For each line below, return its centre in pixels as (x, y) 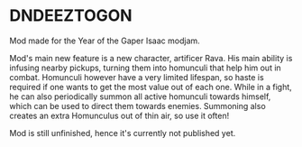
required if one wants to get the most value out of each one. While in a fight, (151, 87)
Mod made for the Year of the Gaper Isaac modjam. (105, 41)
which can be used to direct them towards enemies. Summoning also (137, 106)
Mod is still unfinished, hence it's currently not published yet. (123, 133)
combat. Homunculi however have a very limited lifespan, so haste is (137, 77)
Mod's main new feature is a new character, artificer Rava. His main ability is (151, 58)
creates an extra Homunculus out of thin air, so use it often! (119, 115)
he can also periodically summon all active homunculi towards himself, (140, 96)
